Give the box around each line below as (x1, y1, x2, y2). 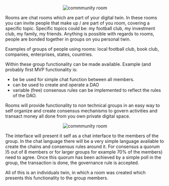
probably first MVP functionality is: (5, 66, 77, 72)
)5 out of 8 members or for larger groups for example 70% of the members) (5, 149, 163, 155)
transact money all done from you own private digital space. (5, 113, 131, 119)
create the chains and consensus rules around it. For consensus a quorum (5, 143, 160, 150)
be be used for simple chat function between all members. (12, 77, 135, 82)
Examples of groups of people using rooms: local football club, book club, (5, 46, 159, 52)
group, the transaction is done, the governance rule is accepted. (5, 160, 139, 166)
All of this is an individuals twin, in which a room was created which (5, 170, 146, 175)
